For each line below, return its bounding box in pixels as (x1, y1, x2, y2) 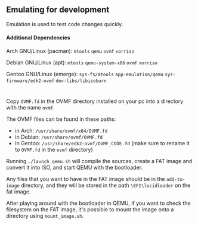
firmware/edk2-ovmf (6, 78, 55, 84)
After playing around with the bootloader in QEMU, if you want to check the (6, 199, 191, 207)
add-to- (166, 177, 185, 183)
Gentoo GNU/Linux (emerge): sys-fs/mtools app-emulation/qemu (6, 71, 164, 78)
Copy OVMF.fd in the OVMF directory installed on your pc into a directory (6, 98, 184, 105)
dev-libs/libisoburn (55, 78, 107, 84)
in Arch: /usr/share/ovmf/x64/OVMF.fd (14, 127, 108, 135)
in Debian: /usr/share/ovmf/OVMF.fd (14, 133, 103, 140)
